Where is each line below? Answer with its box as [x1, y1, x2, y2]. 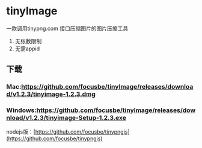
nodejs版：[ [6, 128, 36, 135]
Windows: [6, 106, 37, 114]
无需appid [14, 45, 40, 52]
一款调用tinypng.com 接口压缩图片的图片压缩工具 [6, 25, 128, 32]
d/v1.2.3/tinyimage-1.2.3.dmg [6, 90, 96, 98]
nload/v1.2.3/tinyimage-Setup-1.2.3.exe [6, 114, 126, 122]
